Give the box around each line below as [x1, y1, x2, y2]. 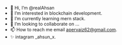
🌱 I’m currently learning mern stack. [10, 16, 86, 21]
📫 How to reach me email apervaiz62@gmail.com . [10, 27, 117, 32]
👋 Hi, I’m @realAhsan [10, 5, 55, 11]
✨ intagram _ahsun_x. [10, 34, 56, 40]
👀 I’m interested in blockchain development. [10, 10, 103, 16]
